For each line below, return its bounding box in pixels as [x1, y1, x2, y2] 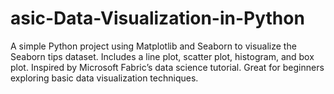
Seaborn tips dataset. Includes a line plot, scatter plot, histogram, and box [10, 50, 315, 62]
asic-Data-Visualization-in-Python [10, 7, 305, 30]
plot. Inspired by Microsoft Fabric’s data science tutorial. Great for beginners [10, 61, 325, 73]
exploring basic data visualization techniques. [10, 72, 199, 84]
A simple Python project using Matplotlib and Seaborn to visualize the [10, 40, 297, 52]
